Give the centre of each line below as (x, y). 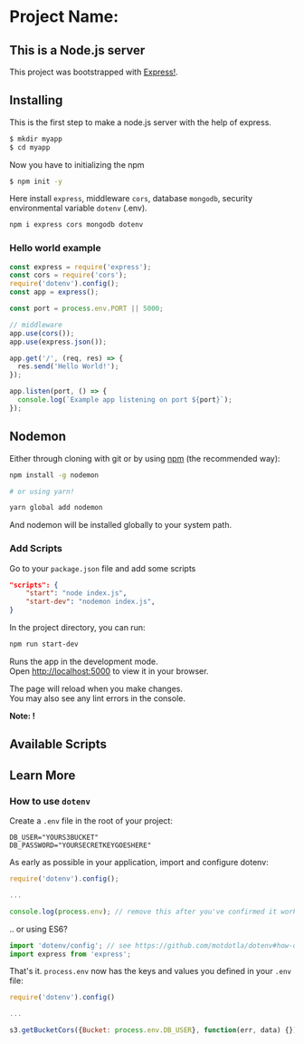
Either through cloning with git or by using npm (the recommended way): (145, 458)
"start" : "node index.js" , (76, 593)
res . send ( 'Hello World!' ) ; (68, 366)
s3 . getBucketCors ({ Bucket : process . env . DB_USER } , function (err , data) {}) (153, 1030)
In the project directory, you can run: (77, 628)
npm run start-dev (44, 644)
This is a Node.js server (77, 50)
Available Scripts (58, 744)
